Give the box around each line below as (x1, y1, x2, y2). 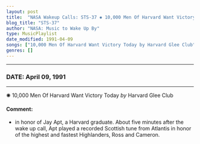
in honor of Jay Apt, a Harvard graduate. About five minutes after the (14, 118, 184, 126)
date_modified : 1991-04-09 (6, 36, 73, 42)
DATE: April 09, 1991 (6, 73, 66, 81)
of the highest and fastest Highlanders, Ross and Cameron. (14, 132, 160, 139)
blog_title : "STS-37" (6, 20, 60, 26)
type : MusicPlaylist (6, 31, 58, 37)
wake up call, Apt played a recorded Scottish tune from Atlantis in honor (14, 125, 192, 132)
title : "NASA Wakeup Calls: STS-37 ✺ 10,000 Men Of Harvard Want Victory (6, 14, 196, 20)
